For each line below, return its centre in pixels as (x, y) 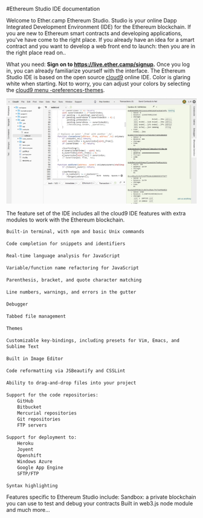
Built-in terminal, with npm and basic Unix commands (76, 232)
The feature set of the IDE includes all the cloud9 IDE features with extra (96, 214)
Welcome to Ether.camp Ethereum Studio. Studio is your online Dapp (92, 20)
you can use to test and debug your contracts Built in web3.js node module (100, 503)
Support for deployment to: (42, 438)
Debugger (17, 304)
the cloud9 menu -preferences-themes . (56, 90)
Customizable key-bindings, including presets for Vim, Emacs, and (93, 341)
